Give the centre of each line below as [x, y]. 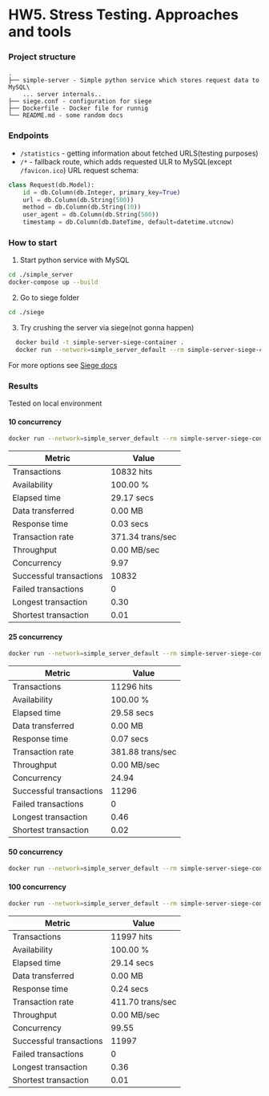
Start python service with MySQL [74, 260]
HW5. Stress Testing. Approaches [123, 15]
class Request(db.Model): [51, 185]
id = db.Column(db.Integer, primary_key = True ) [102, 192]
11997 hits [132, 937]
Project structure [42, 57]
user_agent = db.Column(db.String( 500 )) [91, 215]
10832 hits [132, 472]
